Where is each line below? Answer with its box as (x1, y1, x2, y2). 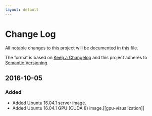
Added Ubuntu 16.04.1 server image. (12, 100, 87, 106)
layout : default (5, 7, 39, 12)
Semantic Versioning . (5, 60, 49, 66)
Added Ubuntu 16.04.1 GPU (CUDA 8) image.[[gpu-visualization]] (12, 105, 145, 111)
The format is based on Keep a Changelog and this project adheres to (5, 54, 148, 60)
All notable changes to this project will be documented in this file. (5, 45, 139, 51)
